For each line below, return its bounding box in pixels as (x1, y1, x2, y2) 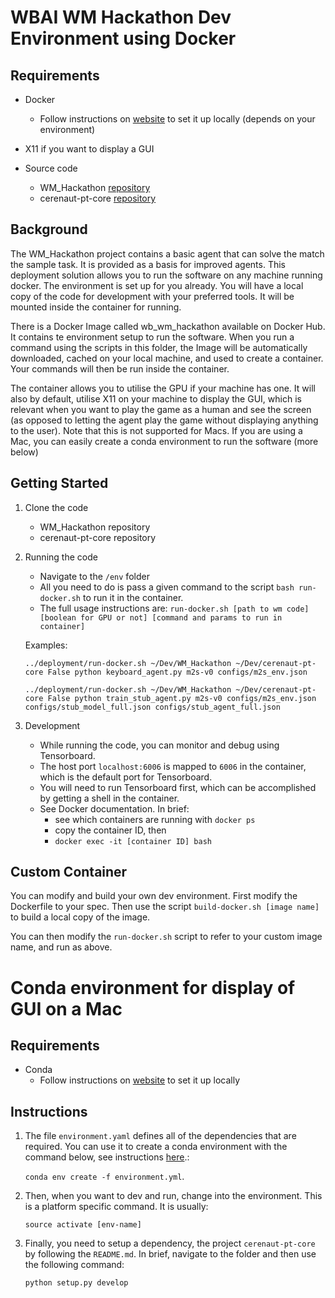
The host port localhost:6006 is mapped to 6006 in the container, (39, 760, 307, 772)
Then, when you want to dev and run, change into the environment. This (24, 1190, 323, 1202)
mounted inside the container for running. (10, 301, 182, 313)
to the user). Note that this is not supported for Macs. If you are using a (10, 424, 303, 436)
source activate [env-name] (24, 1220, 142, 1230)
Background (10, 221, 88, 238)
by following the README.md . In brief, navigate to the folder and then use (24, 1248, 317, 1260)
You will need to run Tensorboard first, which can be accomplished (39, 781, 317, 793)
